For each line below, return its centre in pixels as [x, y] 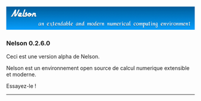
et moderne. [22, 74]
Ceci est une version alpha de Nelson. [53, 56]
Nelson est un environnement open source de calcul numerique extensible [98, 68]
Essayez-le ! [22, 86]
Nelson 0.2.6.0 [28, 44]
